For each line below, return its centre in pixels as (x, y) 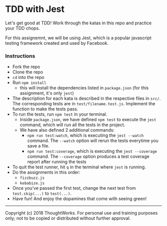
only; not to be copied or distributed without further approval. (68, 218)
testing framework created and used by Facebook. (57, 43)
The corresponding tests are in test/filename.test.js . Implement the (84, 104)
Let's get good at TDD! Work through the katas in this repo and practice (78, 23)
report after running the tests (57, 162)
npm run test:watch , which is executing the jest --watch (85, 136)
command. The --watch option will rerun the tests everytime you (93, 141)
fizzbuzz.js (32, 178)
